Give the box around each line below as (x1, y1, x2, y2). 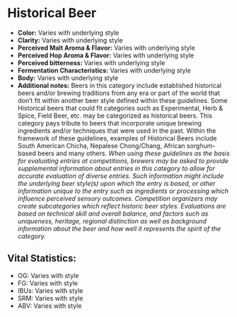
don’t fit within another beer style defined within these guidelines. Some (17, 96, 228, 104)
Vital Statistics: (7, 252, 76, 265)
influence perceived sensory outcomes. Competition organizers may (17, 194, 218, 203)
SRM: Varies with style (17, 294, 83, 302)
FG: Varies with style (17, 279, 78, 287)
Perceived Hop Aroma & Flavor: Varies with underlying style (17, 51, 195, 60)
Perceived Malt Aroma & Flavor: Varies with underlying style (17, 43, 196, 52)
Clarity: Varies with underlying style (17, 35, 123, 44)
